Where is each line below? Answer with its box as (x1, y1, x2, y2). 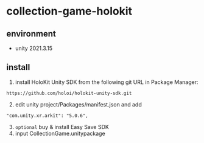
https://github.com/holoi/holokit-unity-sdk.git (6, 90, 132, 96)
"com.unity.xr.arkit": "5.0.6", (6, 113, 88, 119)
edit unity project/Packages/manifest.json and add (15, 100, 142, 108)
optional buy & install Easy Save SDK (15, 123, 110, 130)
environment (6, 29, 56, 39)
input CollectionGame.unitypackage (15, 130, 105, 137)
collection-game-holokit (6, 4, 133, 18)
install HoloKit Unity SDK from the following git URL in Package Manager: (15, 78, 199, 86)
